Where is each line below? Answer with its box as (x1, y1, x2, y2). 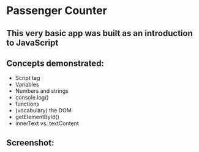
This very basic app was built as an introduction (6, 28, 193, 38)
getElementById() (15, 114, 60, 121)
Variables (15, 81, 39, 89)
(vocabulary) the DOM (15, 107, 72, 114)
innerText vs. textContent (15, 120, 79, 127)
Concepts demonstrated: (6, 58, 104, 68)
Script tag (15, 74, 40, 82)
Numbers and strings (15, 87, 69, 95)
